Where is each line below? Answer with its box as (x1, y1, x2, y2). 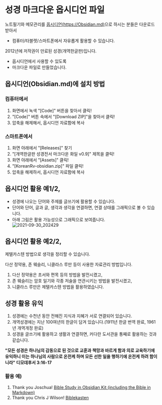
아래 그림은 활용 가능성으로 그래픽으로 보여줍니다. (12, 217, 105, 222)
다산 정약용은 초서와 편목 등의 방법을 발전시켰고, (12, 272, 103, 278)
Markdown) (12, 389, 35, 395)
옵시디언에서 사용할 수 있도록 (12, 58, 67, 64)
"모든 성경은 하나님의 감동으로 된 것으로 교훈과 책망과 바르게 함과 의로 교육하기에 (5, 347, 155, 354)
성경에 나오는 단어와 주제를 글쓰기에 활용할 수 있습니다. (12, 198, 116, 204)
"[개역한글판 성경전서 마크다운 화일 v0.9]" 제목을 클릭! (12, 151, 115, 156)
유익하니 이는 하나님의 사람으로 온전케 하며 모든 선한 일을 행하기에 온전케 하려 (5, 354, 149, 359)
